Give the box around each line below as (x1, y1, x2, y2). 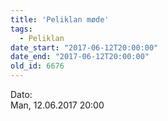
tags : (10, 24, 33, 34)
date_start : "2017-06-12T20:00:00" (10, 42, 159, 53)
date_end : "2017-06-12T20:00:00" (10, 52, 150, 62)
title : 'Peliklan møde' (10, 14, 110, 25)
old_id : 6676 (10, 61, 65, 71)
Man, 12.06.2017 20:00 (10, 99, 105, 111)
